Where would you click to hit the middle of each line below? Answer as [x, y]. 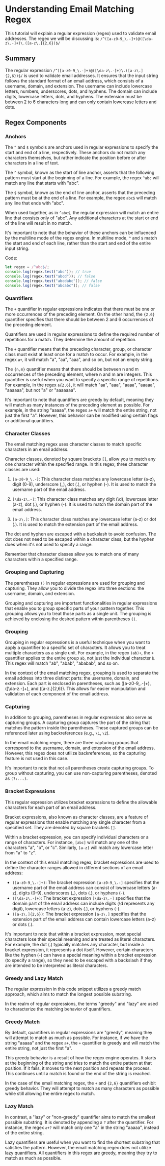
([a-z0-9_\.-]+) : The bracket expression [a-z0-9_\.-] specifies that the [86, 882]
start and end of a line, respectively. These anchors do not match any [75, 153]
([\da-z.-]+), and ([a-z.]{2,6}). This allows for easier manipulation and [75, 688]
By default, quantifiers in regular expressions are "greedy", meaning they [79, 1033]
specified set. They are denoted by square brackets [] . [61, 827]
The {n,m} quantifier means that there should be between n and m [72, 369]
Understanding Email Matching [69, 9]
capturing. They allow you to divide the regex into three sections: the [75, 588]
